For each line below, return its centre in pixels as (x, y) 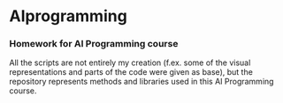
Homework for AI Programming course (94, 44)
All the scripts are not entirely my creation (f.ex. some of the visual (130, 63)
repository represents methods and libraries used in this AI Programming (141, 82)
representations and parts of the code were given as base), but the (131, 72)
